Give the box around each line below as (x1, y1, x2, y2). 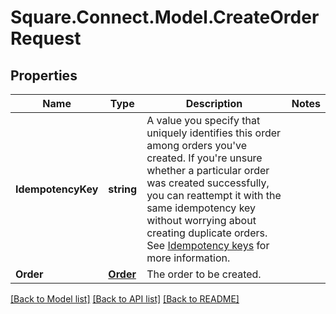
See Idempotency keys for (146, 239, 270, 252)
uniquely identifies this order (146, 126, 282, 140)
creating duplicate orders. (146, 226, 268, 240)
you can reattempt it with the (146, 189, 282, 202)
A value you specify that (146, 114, 261, 127)
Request (10, 27, 82, 50)
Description (185, 97, 243, 110)
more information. (146, 251, 231, 265)
